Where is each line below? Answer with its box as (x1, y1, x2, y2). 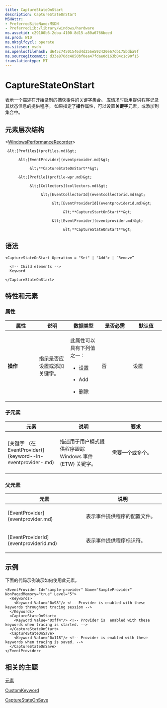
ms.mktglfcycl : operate (5, 40, 55, 45)
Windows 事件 (60, 453, 93, 460)
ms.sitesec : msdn (5, 44, 41, 49)
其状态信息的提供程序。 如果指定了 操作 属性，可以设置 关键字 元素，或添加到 (5, 103, 159, 109)
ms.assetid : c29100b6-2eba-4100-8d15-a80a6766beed (5, 30, 112, 35)
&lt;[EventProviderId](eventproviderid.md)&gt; (52, 201, 153, 206)
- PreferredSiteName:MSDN (5, 21, 59, 26)
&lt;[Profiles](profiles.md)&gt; (7, 149, 77, 154)
